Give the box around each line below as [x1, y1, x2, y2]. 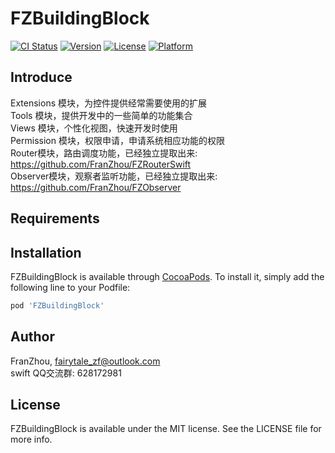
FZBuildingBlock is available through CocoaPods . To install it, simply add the [10, 270, 325, 282]
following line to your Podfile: [10, 281, 131, 293]
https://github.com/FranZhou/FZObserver [10, 181, 182, 193]
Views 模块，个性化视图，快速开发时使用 [10, 122, 178, 134]
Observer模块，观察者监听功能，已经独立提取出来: [10, 170, 218, 182]
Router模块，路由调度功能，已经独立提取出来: [10, 147, 198, 159]
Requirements [10, 210, 100, 227]
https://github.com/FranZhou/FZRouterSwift [10, 158, 192, 170]
